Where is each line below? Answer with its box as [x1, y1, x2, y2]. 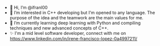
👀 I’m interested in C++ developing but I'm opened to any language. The [9, 10, 155, 15]
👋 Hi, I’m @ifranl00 [9, 5, 48, 10]
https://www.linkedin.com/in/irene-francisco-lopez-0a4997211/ [9, 36, 137, 41]
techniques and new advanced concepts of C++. [9, 25, 109, 31]
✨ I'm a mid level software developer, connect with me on [9, 31, 126, 36]
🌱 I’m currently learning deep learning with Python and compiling [9, 20, 141, 26]
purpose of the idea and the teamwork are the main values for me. [9, 15, 143, 20]
